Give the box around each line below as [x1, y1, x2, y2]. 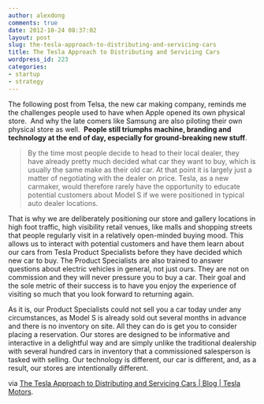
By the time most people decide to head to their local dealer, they [27, 148, 240, 158]
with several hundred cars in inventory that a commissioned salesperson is [8, 346, 251, 356]
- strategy [8, 77, 44, 85]
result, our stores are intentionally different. [8, 363, 148, 372]
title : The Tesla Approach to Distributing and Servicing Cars [8, 48, 221, 56]
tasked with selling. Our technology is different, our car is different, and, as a [8, 354, 257, 364]
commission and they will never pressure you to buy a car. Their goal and [8, 272, 246, 282]
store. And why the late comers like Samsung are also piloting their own [8, 116, 243, 125]
